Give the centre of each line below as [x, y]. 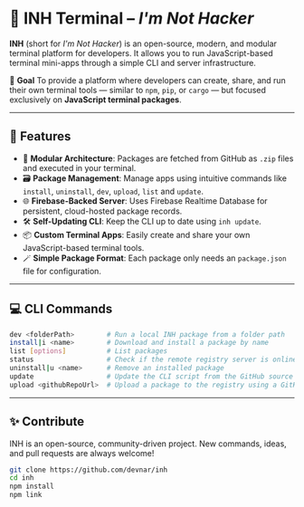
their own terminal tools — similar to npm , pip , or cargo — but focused [138, 90]
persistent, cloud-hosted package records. [102, 211]
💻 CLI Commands [61, 309]
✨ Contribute [47, 421]
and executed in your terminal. [79, 167]
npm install [32, 487]
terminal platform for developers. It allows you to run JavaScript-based [141, 53]
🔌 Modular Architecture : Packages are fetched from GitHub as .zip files [158, 158]
